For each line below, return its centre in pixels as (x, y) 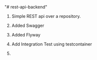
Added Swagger (28, 25)
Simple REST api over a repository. (46, 16)
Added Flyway (26, 35)
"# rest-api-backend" (26, 7)
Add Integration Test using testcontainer (52, 44)
